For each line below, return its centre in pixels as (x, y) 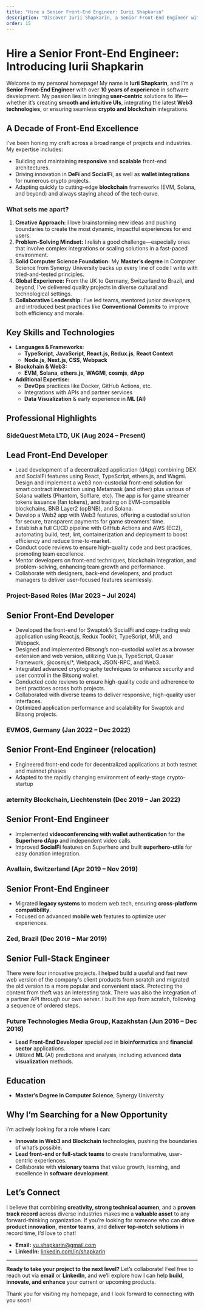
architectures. (32, 168)
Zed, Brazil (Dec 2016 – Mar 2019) (57, 939)
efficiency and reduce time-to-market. (63, 541)
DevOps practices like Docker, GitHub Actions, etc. (88, 386)
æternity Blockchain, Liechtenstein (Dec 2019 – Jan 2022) (93, 799)
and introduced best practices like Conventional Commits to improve (102, 307)
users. (23, 236)
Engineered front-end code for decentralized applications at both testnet (106, 764)
